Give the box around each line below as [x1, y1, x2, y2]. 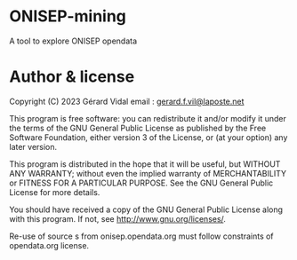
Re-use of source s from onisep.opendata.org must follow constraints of [9, 231, 274, 241]
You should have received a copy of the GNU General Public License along [9, 204, 283, 215]
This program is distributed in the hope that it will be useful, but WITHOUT [9, 158, 281, 169]
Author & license [9, 67, 135, 87]
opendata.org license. [9, 240, 90, 250]
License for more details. [9, 186, 100, 197]
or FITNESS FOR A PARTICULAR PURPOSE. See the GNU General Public [9, 177, 274, 188]
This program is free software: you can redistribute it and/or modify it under [9, 113, 286, 123]
